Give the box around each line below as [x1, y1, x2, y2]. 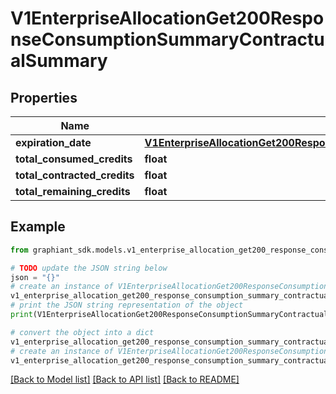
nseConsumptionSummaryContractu [10, 28, 325, 51]
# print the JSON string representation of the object [10, 300, 244, 311]
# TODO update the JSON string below [10, 263, 168, 273]
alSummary [10, 50, 108, 72]
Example [10, 218, 66, 236]
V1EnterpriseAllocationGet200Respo [10, 7, 325, 30]
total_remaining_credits [15, 185, 131, 198]
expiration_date [15, 136, 92, 149]
